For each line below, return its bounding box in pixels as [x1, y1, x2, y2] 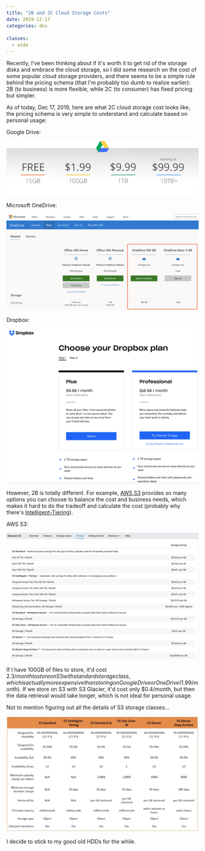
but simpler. [6, 92, 36, 99]
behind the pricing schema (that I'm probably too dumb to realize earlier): [6, 79, 191, 86]
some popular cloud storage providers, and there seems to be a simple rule [6, 73, 195, 79]
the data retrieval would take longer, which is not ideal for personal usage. [6, 692, 192, 699]
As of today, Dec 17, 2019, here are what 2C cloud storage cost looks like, [6, 104, 191, 111]
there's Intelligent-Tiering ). [6, 508, 73, 516]
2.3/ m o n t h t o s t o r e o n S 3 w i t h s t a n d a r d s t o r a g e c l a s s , [6, 672, 131, 680]
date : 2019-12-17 [6, 16, 51, 23]
